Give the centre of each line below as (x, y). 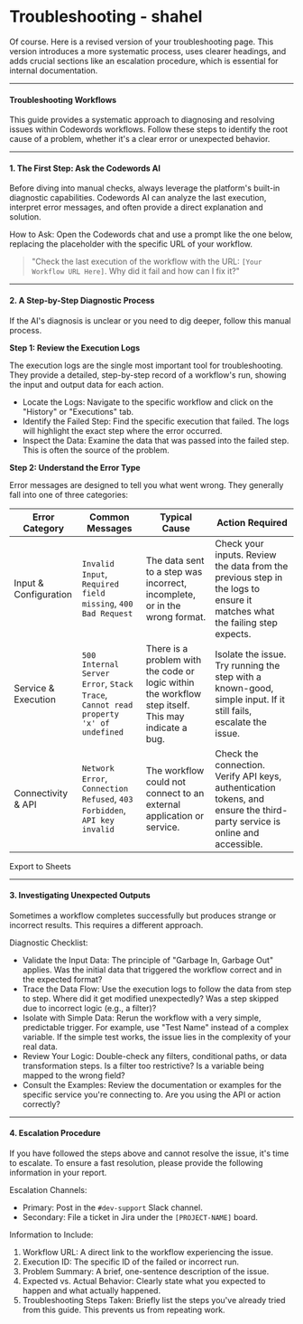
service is (260, 822)
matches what (245, 611)
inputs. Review (246, 555)
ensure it (234, 600)
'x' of (96, 723)
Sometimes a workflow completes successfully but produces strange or (143, 916)
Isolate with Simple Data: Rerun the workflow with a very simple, (142, 1018)
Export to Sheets (41, 866)
